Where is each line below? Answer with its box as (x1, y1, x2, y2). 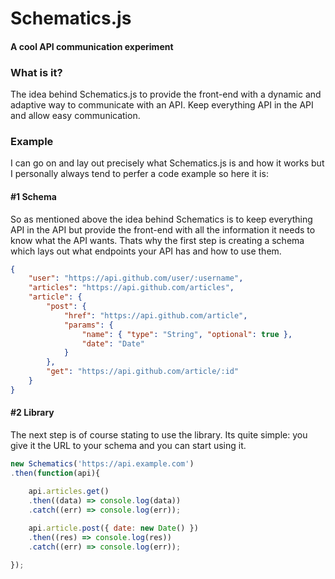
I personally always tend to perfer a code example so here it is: (10, 168, 269, 180)
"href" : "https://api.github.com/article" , (63, 310, 248, 321)
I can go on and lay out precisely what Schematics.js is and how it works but (10, 157, 325, 169)
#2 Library (10, 407, 55, 419)
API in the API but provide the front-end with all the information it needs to (10, 223, 316, 236)
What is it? (10, 65, 63, 79)
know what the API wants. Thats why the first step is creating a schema (10, 234, 305, 246)
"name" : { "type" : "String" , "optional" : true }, (81, 329, 293, 339)
